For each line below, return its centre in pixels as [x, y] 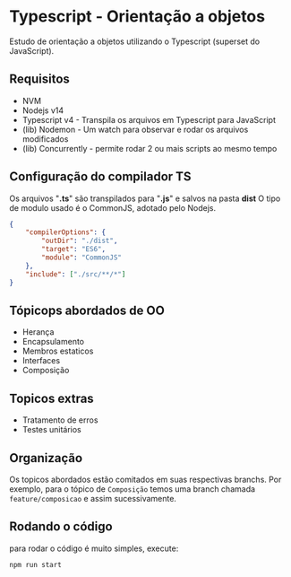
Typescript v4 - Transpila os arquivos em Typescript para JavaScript [149, 119]
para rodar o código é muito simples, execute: [94, 548]
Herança [38, 332]
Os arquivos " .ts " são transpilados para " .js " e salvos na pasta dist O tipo [145, 198]
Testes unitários [52, 430]
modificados [45, 139]
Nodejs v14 [43, 110]
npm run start [36, 564]
